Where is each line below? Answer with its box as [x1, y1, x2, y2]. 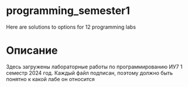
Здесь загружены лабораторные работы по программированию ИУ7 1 [6, 63, 183, 70]
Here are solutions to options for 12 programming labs [6, 23, 136, 30]
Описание [6, 44, 58, 57]
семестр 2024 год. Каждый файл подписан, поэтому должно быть [6, 69, 173, 76]
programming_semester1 [6, 4, 131, 18]
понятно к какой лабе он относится [6, 75, 95, 82]
